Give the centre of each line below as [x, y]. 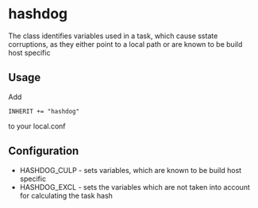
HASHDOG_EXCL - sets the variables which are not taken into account [135, 187]
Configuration [44, 151]
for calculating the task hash [66, 195]
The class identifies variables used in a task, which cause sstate [113, 36]
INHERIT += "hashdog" [44, 111]
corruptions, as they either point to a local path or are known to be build [125, 44]
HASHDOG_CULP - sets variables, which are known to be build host [131, 170]
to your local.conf [37, 126]
